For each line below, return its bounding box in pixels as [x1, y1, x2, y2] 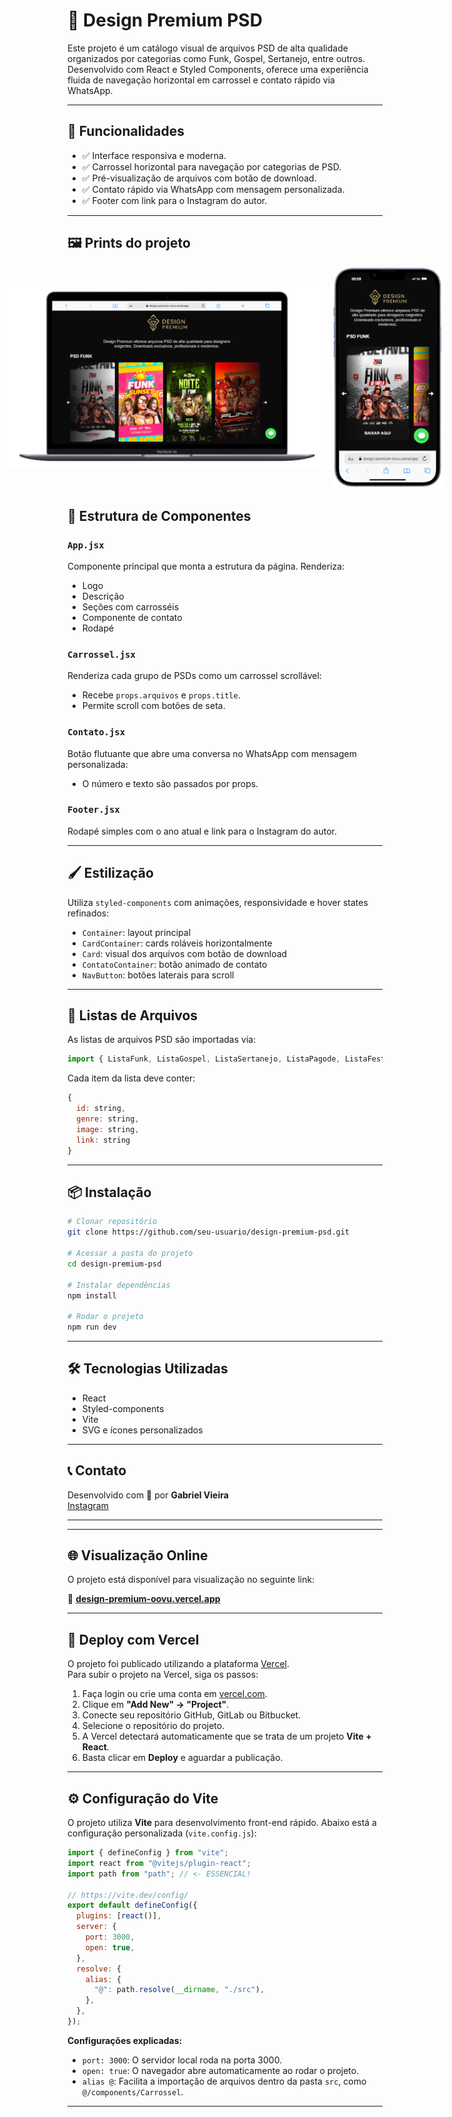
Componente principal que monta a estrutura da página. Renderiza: [67, 560, 345, 572]
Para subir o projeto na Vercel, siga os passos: [67, 1669, 259, 1681]
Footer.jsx [67, 804, 120, 816]
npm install [67, 1290, 117, 1301]
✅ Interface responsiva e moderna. [81, 149, 227, 161]
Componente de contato [81, 611, 183, 623]
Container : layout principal [81, 926, 192, 938]
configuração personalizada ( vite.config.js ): [67, 1827, 257, 1839]
